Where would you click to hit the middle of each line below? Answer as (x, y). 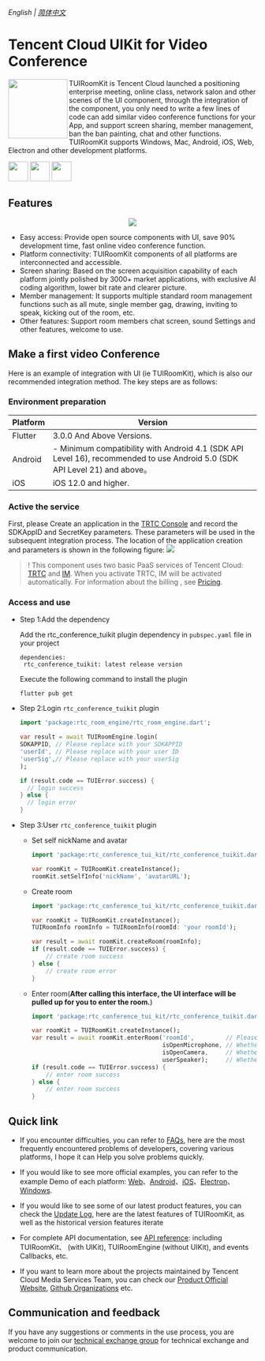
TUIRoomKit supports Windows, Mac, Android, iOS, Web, (162, 142)
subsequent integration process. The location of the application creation (125, 540)
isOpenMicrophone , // (198, 1045)
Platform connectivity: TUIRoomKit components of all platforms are (129, 254)
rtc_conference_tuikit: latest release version (103, 665)
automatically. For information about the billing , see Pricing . (125, 582)
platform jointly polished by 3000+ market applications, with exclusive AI (138, 279)
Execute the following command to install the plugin (103, 679)
